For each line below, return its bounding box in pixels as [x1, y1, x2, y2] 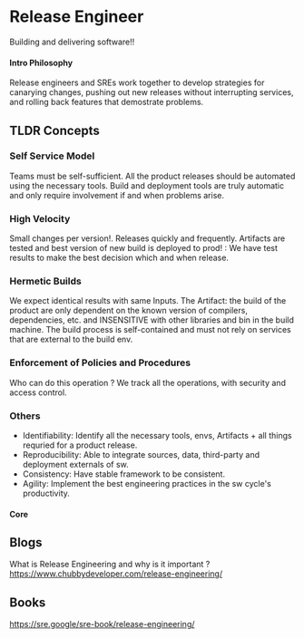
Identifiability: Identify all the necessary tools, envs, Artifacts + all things [22, 430, 292, 441]
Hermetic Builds [9, 275, 82, 287]
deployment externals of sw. [22, 459, 129, 470]
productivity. [22, 488, 71, 499]
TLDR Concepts [9, 122, 100, 138]
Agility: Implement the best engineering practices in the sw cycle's [22, 478, 272, 489]
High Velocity [9, 212, 71, 225]
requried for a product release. [22, 440, 138, 450]
